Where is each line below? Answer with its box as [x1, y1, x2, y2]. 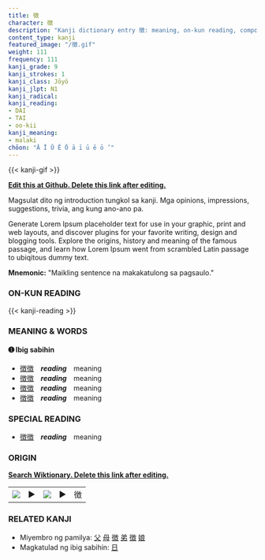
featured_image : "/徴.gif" [8, 41, 96, 49]
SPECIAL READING [8, 413, 81, 424]
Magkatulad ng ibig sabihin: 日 [19, 542, 118, 552]
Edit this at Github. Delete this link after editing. [8, 181, 166, 190]
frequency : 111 [8, 56, 58, 64]
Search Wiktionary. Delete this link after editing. [8, 470, 169, 480]
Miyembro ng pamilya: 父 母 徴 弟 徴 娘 [19, 532, 146, 542]
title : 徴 [8, 11, 39, 20]
